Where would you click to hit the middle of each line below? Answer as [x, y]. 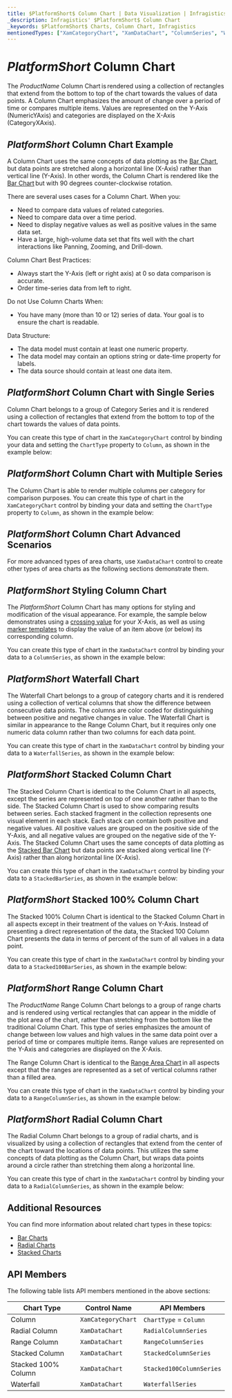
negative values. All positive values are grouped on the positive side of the [113, 828]
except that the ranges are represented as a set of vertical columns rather [112, 1070]
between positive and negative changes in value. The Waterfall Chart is [108, 718]
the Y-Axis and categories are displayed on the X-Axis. [85, 1049]
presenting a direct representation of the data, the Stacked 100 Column [108, 931]
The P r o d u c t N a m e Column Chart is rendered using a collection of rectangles [116, 86]
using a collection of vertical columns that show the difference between [109, 703]
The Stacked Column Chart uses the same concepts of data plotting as [124, 843]
